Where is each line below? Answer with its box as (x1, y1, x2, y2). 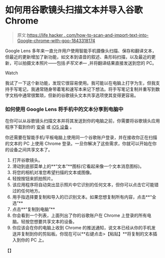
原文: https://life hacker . (17, 32, 65, 38)
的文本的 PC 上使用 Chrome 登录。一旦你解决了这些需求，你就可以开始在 (5, 141, 153, 146)
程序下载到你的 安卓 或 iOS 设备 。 (5, 124, 75, 130)
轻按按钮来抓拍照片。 (12, 175, 55, 182)
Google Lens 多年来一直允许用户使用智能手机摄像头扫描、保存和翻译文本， (5, 48, 157, 54)
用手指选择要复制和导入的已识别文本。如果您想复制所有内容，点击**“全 (12, 194, 156, 200)
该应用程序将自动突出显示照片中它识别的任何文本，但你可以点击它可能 (12, 182, 155, 188)
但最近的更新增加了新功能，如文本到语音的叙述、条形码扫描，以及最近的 (5, 54, 151, 59)
